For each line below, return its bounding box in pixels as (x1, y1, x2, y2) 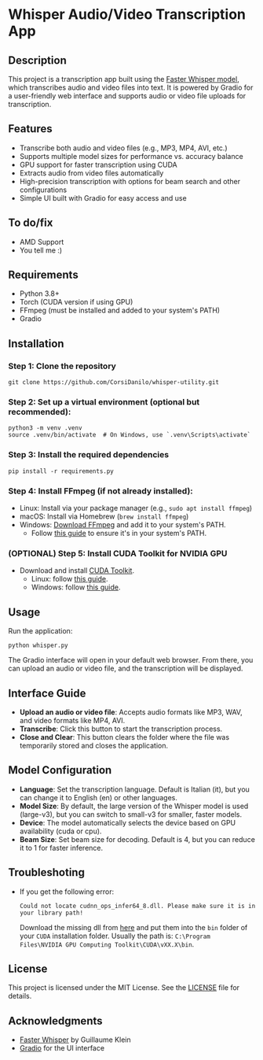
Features (8, 122, 53, 135)
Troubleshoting (8, 866, 85, 879)
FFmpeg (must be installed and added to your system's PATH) (19, 305, 221, 316)
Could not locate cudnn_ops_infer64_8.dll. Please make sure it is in (19, 902, 256, 910)
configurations (19, 185, 68, 194)
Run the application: (8, 626, 73, 636)
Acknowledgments (8, 1014, 104, 1028)
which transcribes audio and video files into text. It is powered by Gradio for (8, 83, 254, 92)
